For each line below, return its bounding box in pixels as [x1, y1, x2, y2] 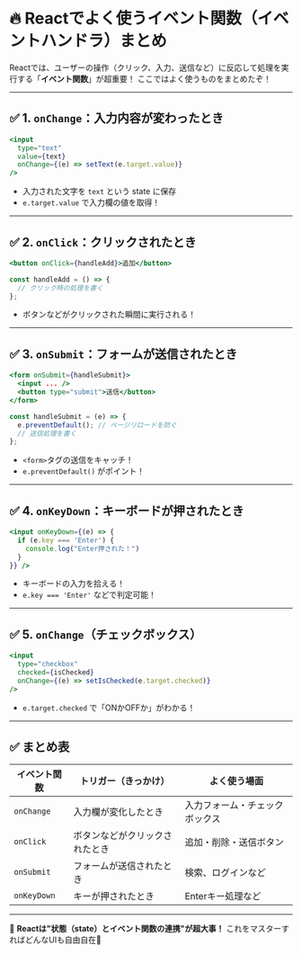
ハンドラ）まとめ [40, 31, 168, 51]
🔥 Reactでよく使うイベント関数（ [9, 8, 258, 29]
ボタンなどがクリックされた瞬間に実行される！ [22, 309, 196, 320]
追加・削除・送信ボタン [184, 836, 285, 849]
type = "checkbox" [17, 660, 78, 669]
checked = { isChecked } [17, 668, 94, 677]
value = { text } [17, 152, 67, 161]
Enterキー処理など [184, 890, 262, 903]
